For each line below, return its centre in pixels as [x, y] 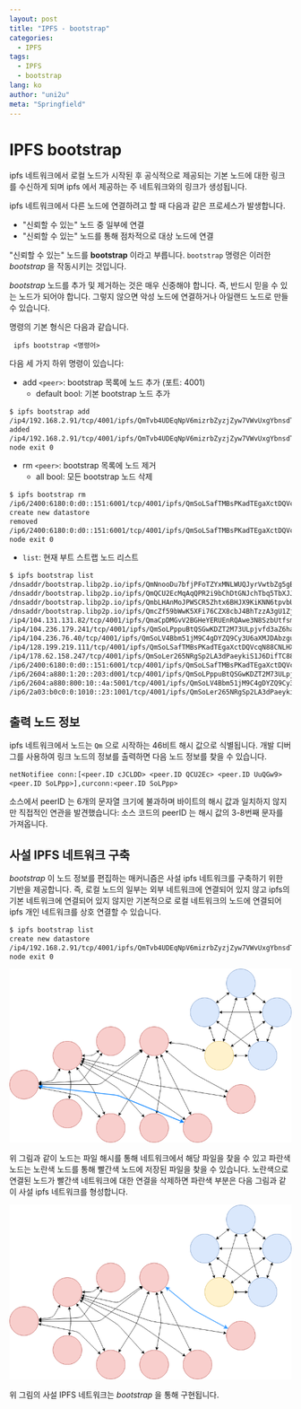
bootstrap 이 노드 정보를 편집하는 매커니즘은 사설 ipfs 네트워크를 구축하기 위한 [146, 879]
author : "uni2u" [39, 94]
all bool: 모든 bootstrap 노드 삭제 [94, 477]
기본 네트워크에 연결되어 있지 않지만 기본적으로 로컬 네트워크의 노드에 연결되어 [146, 901]
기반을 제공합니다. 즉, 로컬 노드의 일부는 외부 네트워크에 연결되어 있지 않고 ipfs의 [150, 889]
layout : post [34, 19]
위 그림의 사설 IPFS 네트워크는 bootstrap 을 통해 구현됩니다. [114, 1395]
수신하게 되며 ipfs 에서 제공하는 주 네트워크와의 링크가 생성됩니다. [133, 187]
